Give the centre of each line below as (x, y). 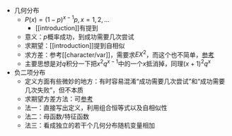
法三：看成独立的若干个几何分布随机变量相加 (90, 125)
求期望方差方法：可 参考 (59, 99)
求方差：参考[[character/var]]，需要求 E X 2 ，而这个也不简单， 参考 (119, 54)
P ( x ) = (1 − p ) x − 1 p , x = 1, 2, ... (67, 19)
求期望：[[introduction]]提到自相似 (75, 45)
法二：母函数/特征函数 (57, 116)
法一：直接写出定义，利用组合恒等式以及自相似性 (96, 107)
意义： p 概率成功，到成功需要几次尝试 (79, 37)
